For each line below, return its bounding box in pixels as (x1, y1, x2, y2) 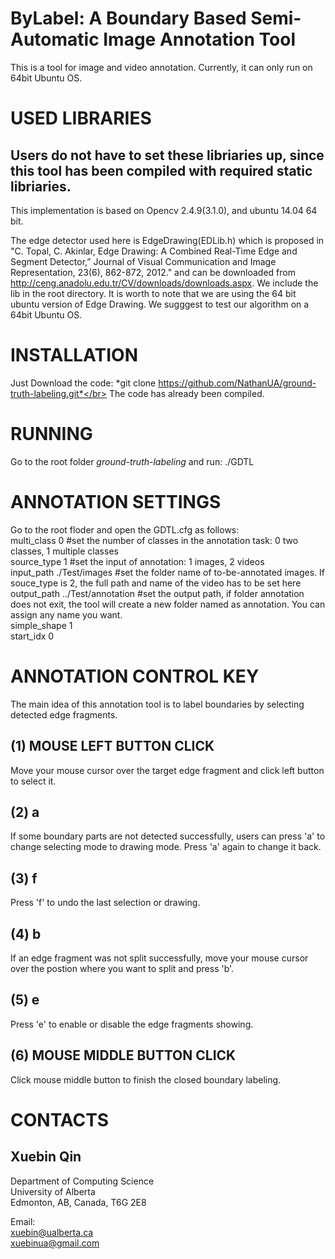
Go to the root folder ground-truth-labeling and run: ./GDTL (10, 455, 255, 467)
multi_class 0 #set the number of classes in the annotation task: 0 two (10, 534, 299, 546)
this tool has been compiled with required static (10, 162, 313, 179)
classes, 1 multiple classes (10, 545, 119, 557)
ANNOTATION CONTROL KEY (10, 665, 260, 687)
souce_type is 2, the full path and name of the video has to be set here (10, 577, 302, 589)
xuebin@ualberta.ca (10, 1226, 94, 1238)
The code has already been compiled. (109, 387, 265, 399)
